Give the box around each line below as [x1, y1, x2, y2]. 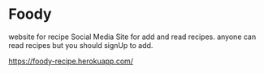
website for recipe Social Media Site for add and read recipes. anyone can [8, 32, 257, 41]
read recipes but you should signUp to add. [8, 40, 154, 50]
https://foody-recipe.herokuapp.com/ [8, 56, 134, 66]
